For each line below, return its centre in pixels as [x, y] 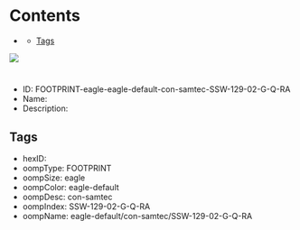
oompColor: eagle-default [70, 187]
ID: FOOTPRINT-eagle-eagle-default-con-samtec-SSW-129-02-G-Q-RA [156, 89]
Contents [45, 16]
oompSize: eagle [54, 178]
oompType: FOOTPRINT [67, 168]
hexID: [34, 158]
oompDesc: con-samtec [67, 197]
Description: [45, 108]
